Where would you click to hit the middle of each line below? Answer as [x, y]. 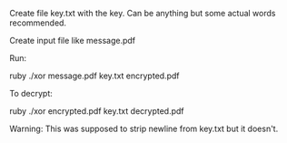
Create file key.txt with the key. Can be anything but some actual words [143, 13]
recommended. [38, 23]
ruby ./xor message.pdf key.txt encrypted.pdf [94, 76]
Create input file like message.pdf [73, 41]
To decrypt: [31, 93]
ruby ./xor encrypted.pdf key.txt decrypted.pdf [97, 111]
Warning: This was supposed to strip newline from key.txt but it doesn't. [144, 128]
